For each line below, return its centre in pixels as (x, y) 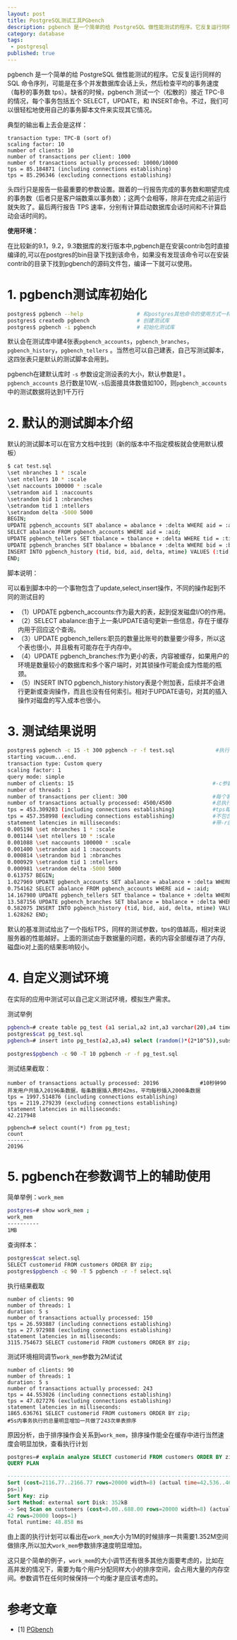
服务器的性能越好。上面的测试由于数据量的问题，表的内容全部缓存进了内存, (116, 938)
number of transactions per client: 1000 (69, 156)
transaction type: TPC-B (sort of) (60, 138)
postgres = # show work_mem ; (49, 1211)
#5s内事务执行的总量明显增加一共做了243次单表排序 (72, 1421)
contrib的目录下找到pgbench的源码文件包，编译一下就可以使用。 (102, 263)
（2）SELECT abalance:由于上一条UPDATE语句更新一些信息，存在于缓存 (123, 620)
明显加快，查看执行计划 (54, 1443)
